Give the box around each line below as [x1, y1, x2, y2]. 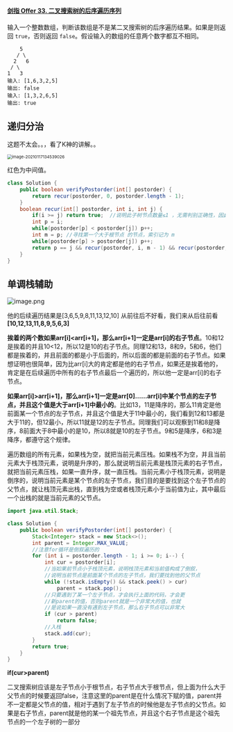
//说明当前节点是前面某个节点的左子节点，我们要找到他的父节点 [44, 572, 201, 579]
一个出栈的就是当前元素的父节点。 [7, 494, 105, 502]
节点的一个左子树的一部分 [7, 717, 80, 726]
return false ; [56, 617, 98, 624]
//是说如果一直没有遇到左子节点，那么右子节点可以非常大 [44, 604, 185, 612]
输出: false [7, 85, 40, 92]
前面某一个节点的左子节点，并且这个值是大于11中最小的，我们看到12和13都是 [7, 409, 225, 417]
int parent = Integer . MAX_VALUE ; [32, 539, 129, 546]
